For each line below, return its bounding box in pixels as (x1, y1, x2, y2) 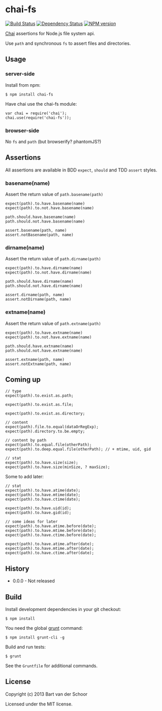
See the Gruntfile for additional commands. (5, 663, 98, 669)
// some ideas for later (5, 519, 58, 524)
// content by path (5, 438, 47, 443)
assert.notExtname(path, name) (5, 361, 72, 366)
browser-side (5, 127, 40, 134)
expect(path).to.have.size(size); (5, 460, 79, 465)
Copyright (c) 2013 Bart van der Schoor (5, 691, 88, 697)
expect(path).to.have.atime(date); (5, 488, 81, 493)
